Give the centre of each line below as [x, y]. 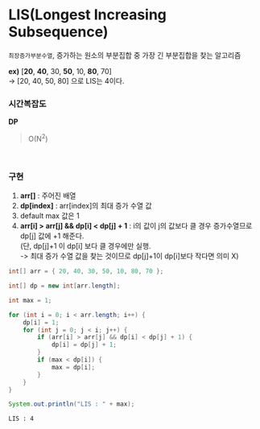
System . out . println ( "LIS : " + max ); [72, 404]
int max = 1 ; [30, 300]
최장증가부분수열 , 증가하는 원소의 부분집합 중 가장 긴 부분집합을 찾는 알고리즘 [125, 55]
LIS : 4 [21, 419]
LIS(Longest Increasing [88, 15]
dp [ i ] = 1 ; [41, 322]
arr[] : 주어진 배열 [48, 196]
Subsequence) [58, 32]
